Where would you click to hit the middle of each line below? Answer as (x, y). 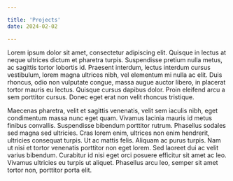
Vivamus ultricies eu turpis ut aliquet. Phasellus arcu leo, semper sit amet (113, 162)
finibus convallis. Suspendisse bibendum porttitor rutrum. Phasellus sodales (116, 125)
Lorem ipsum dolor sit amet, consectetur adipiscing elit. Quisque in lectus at (116, 52)
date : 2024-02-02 (33, 26)
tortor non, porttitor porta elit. (50, 170)
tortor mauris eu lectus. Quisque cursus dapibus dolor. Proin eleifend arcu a (116, 89)
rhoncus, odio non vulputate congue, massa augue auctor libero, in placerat (116, 82)
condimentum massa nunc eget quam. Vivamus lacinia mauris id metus (110, 118)
